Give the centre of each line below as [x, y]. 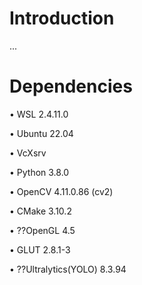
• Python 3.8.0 [39, 172]
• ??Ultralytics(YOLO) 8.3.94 [68, 269]
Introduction [62, 18]
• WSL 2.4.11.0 [39, 114]
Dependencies [71, 86]
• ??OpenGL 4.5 [42, 230]
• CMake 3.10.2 [40, 211]
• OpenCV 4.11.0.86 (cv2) [61, 191]
